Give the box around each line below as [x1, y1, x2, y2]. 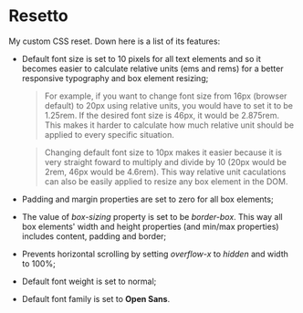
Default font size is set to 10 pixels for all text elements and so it [21, 53, 262, 64]
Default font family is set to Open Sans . [21, 293, 171, 304]
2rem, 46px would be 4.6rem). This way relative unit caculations [44, 166, 287, 177]
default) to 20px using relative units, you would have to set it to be [44, 99, 294, 110]
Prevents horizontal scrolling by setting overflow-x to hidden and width [21, 248, 289, 259]
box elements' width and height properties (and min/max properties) [21, 221, 279, 232]
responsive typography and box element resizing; [21, 72, 209, 83]
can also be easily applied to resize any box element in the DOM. [44, 175, 288, 187]
